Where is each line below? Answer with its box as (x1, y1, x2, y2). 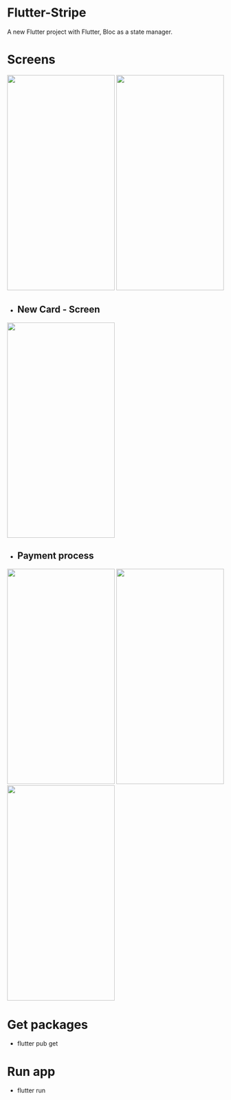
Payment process (16, 550, 94, 562)
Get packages (7, 1017, 88, 1032)
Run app (7, 1063, 56, 1079)
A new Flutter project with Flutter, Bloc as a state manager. (7, 28, 173, 36)
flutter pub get (16, 1039, 58, 1048)
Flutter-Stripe (7, 5, 87, 21)
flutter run (16, 1086, 46, 1094)
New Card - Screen (16, 304, 100, 315)
